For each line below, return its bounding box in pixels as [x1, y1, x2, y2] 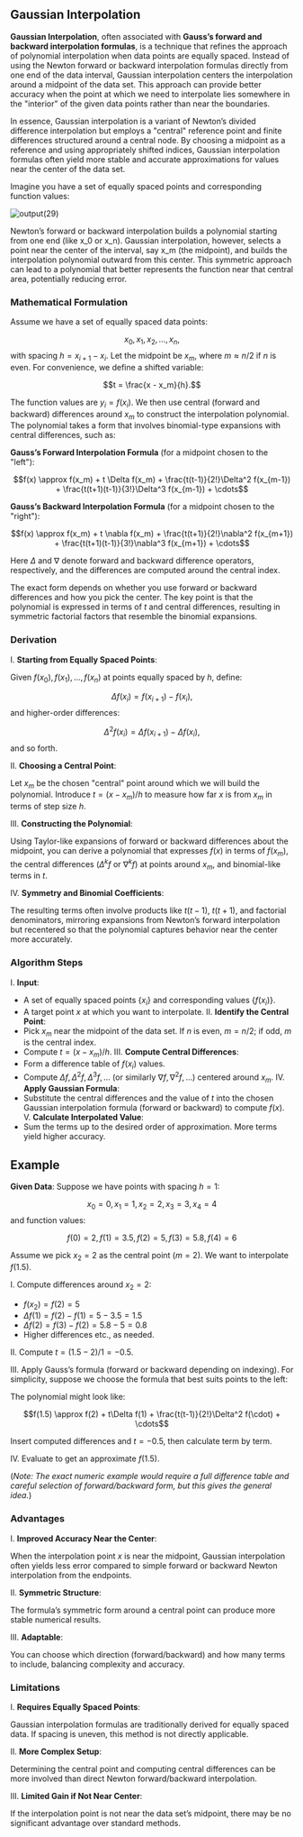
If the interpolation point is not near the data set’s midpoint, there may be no [10, 1808, 291, 1819]
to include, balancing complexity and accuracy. [10, 1659, 185, 1669]
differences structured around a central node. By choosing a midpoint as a [10, 134, 286, 145]
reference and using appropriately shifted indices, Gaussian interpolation [10, 144, 281, 155]
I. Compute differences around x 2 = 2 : [10, 1279, 152, 1292]
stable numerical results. [10, 1613, 102, 1625]
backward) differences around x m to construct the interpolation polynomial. [10, 408, 290, 422]
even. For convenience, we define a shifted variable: [10, 361, 204, 372]
